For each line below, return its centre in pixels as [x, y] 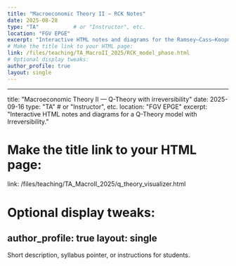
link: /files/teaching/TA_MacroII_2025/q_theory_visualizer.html [97, 184]
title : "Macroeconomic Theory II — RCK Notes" [77, 14]
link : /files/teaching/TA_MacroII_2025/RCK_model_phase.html [99, 53]
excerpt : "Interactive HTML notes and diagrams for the [91, 40]
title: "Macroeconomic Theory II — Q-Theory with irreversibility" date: [108, 99]
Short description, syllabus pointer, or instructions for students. [99, 255]
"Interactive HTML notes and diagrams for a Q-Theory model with [103, 114]
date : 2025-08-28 [33, 20]
